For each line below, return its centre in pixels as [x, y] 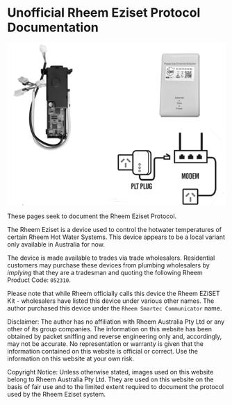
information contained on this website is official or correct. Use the [103, 352]
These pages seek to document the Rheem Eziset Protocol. [92, 216]
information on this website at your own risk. [71, 358]
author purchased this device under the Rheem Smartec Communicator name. [115, 308]
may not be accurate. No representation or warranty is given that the [105, 344]
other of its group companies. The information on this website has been [110, 329]
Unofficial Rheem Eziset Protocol [104, 13]
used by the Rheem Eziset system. [57, 395]
